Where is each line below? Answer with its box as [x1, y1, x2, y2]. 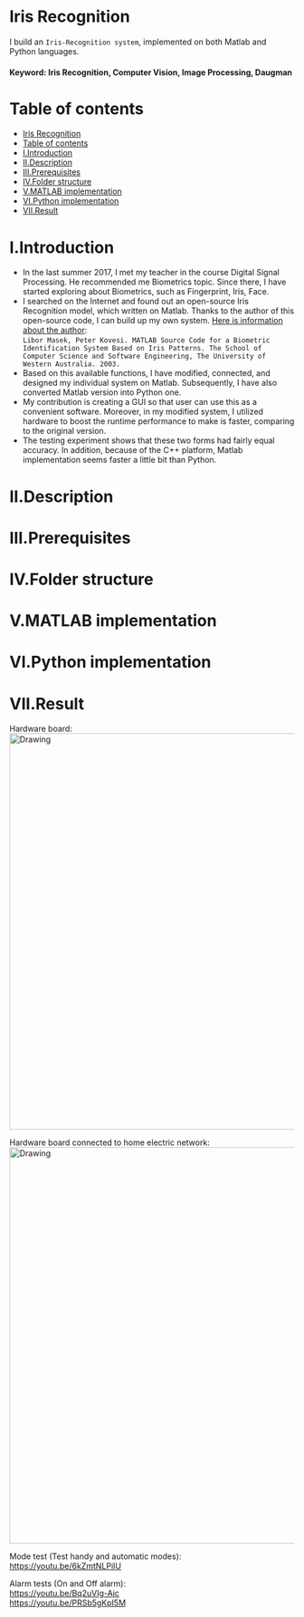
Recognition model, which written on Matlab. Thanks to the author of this [22, 305, 295, 316]
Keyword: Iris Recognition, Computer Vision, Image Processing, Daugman [9, 66, 292, 78]
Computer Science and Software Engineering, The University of [22, 351, 267, 361]
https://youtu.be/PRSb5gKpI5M [9, 1597, 127, 1609]
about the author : [22, 324, 88, 336]
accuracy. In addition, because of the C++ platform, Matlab [22, 445, 243, 456]
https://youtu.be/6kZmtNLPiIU [9, 1561, 122, 1572]
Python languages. [9, 45, 80, 56]
